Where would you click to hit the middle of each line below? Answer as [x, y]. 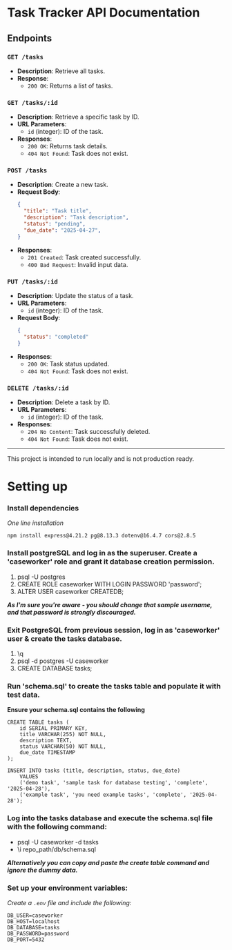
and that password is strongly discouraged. [71, 612]
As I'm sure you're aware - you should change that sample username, [110, 604]
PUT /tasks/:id [33, 281]
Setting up [37, 487]
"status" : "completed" [56, 337]
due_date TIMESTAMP [48, 753]
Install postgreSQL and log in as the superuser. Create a [103, 553]
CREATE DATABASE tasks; [55, 669]
